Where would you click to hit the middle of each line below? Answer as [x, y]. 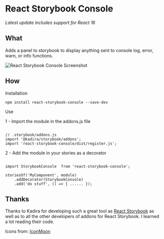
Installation [16, 93]
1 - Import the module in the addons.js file [48, 121]
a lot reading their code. [30, 222]
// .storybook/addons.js [31, 135]
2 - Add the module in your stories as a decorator [56, 152]
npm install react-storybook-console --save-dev [57, 102]
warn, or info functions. [29, 55]
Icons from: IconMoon [28, 231]
